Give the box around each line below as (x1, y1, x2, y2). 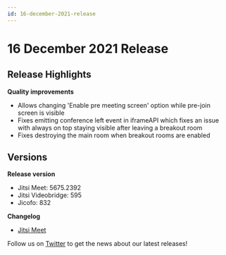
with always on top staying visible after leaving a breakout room (17, 123, 203, 132)
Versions (7, 151, 48, 163)
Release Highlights (7, 68, 92, 81)
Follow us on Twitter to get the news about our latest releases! (7, 240, 188, 248)
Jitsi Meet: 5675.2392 (17, 184, 82, 192)
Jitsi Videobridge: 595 (17, 191, 82, 199)
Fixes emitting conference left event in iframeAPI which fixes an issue (17, 116, 220, 124)
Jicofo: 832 (17, 199, 51, 207)
